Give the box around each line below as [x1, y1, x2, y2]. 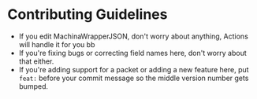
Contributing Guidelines [7, 5, 168, 24]
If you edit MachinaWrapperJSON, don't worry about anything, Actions [18, 31, 249, 41]
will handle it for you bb [18, 39, 95, 49]
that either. [18, 57, 54, 66]
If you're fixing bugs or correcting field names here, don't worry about [18, 48, 248, 57]
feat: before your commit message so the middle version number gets [18, 73, 249, 82]
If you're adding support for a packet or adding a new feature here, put [18, 64, 249, 74]
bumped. [18, 81, 49, 91]
